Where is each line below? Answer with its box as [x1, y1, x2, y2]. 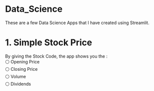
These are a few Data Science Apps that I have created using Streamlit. [5, 20, 150, 26]
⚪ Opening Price [5, 59, 40, 64]
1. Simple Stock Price [5, 37, 92, 48]
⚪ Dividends [5, 81, 31, 87]
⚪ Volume [5, 73, 26, 79]
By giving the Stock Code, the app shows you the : [5, 53, 108, 59]
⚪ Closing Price [5, 66, 38, 72]
